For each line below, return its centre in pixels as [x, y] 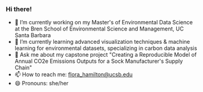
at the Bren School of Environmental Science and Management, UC [99, 29]
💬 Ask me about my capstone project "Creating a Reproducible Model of [105, 55]
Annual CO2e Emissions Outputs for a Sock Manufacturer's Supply [99, 61]
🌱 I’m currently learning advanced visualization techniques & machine [102, 42]
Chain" [23, 68]
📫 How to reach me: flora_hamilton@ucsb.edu [73, 74]
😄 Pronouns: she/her [41, 83]
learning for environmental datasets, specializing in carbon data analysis [106, 48]
